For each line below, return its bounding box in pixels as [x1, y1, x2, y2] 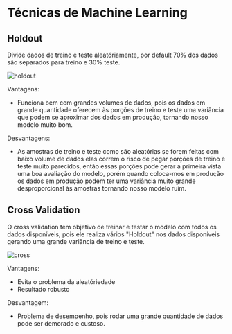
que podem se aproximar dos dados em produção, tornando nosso [17, 113, 209, 121]
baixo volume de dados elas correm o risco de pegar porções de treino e [17, 155, 226, 163]
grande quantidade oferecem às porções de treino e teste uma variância [17, 106, 224, 114]
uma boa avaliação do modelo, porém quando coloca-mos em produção [17, 170, 224, 177]
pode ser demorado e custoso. [17, 319, 106, 327]
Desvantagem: [7, 298, 49, 306]
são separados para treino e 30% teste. [7, 58, 121, 67]
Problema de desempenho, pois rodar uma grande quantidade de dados [17, 312, 224, 320]
